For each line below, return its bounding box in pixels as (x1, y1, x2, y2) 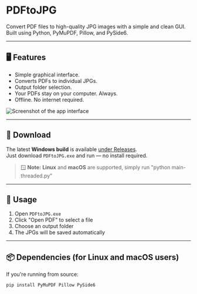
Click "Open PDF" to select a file (14, 216, 93, 223)
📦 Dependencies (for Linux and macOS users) (6, 252, 179, 262)
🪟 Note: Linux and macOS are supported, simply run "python (20, 163, 171, 171)
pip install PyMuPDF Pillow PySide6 (6, 282, 96, 288)
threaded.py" (20, 172, 53, 179)
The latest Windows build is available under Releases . (6, 145, 138, 153)
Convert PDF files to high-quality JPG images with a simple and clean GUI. (6, 23, 186, 30)
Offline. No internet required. (14, 96, 84, 103)
